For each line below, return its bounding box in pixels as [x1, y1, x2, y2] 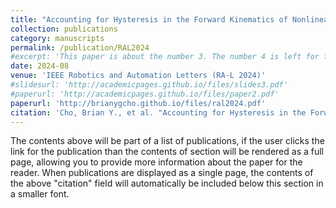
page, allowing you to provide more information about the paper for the [10, 156, 303, 168]
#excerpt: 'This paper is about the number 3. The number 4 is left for [10, 52, 320, 62]
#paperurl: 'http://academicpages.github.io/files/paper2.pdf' [10, 89, 280, 99]
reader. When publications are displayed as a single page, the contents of [10, 167, 314, 179]
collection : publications [10, 24, 118, 34]
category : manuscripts [10, 33, 105, 43]
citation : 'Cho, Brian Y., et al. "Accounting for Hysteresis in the [10, 107, 307, 118]
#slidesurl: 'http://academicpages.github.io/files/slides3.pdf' [10, 80, 288, 90]
